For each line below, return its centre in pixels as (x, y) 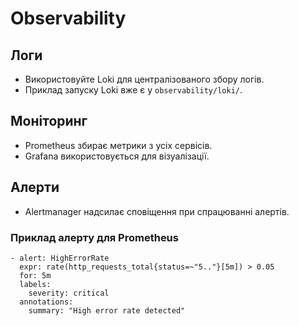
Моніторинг (49, 121)
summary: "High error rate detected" (107, 310)
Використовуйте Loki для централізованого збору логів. (144, 79)
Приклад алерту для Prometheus (94, 237)
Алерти (35, 187)
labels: (35, 284)
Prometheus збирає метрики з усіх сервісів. (118, 145)
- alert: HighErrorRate (60, 258)
